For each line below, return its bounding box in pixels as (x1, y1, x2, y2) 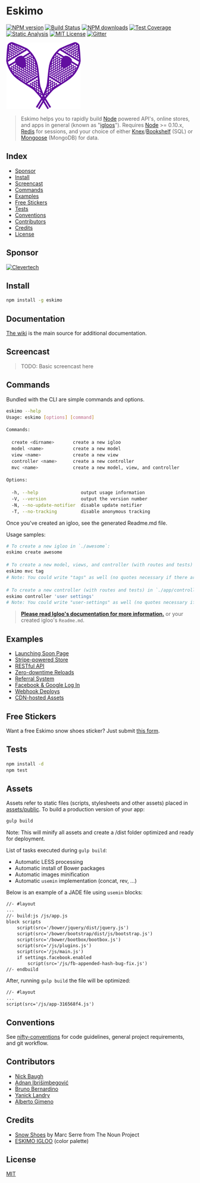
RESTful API (14, 662, 45, 670)
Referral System (14, 675, 55, 683)
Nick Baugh (14, 1072, 43, 1079)
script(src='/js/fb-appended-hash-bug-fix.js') (27, 961, 148, 967)
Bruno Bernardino (14, 1085, 58, 1092)
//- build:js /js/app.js (6, 913, 68, 919)
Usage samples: (6, 531, 46, 538)
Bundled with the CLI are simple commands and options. (6, 396, 145, 403)
